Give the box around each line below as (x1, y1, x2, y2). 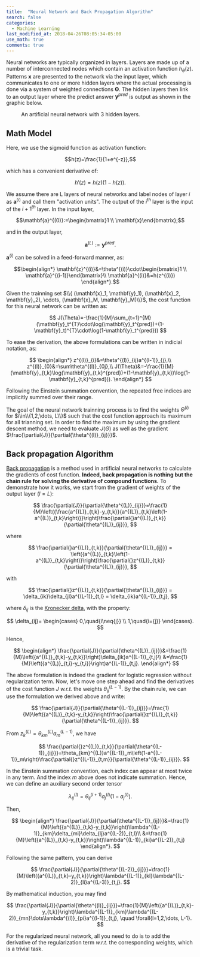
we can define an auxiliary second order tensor (6, 780, 122, 787)
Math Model (6, 128, 52, 138)
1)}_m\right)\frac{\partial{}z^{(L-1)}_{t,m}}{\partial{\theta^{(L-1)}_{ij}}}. (11, 756, 182, 763)
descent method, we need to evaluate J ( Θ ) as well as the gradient (6, 425, 168, 432)
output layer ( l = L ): (6, 490, 54, 497)
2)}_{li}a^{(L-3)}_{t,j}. (70, 878, 122, 886)
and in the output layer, (6, 228, 63, 236)
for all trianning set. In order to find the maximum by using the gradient (6, 419, 180, 426)
